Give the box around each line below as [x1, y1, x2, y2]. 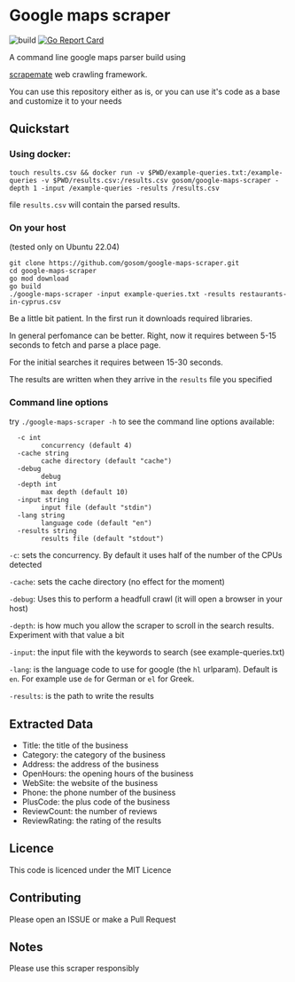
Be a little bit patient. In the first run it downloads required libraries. [9, 312, 252, 324]
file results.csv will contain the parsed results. [9, 199, 181, 209]
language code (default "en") [41, 519, 152, 528]
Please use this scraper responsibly [9, 963, 140, 974]
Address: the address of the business [21, 759, 159, 770]
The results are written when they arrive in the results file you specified [9, 373, 273, 384]
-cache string [17, 449, 69, 458]
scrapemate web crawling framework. [9, 68, 148, 80]
